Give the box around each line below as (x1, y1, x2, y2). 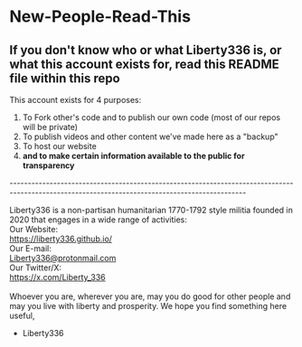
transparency (22, 160, 75, 171)
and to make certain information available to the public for (22, 151, 246, 161)
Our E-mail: (9, 243, 52, 254)
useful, (9, 310, 35, 321)
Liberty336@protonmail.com (9, 253, 117, 263)
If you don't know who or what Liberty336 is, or (9, 42, 282, 58)
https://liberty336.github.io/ (9, 233, 113, 244)
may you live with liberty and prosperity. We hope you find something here (9, 301, 288, 311)
